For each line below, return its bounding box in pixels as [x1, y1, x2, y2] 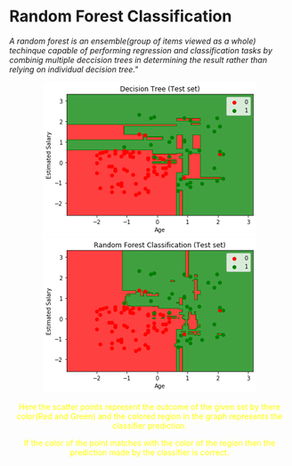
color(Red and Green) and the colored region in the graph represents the [16, 411, 283, 422]
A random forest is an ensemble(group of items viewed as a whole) [9, 36, 256, 46]
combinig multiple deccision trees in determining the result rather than [9, 54, 268, 65]
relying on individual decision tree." [9, 64, 139, 75]
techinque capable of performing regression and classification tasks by [9, 44, 273, 55]
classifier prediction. [112, 420, 187, 430]
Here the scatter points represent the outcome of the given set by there [19, 401, 280, 412]
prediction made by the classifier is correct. [69, 446, 230, 457]
